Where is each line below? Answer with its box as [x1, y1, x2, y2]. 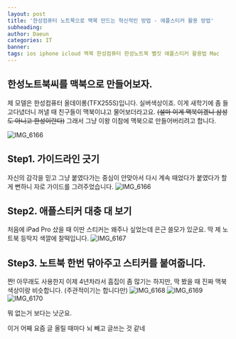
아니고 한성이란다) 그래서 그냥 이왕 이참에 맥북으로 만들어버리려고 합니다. [14, 116, 217, 125]
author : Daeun [7, 30, 50, 38]
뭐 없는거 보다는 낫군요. [7, 309, 73, 318]
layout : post [7, 10, 46, 18]
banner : [7, 43, 31, 51]
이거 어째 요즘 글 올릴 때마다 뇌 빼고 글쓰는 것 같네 [7, 324, 146, 333]
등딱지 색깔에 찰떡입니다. [20, 234, 90, 243]
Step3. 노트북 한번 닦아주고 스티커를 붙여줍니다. [7, 257, 206, 269]
